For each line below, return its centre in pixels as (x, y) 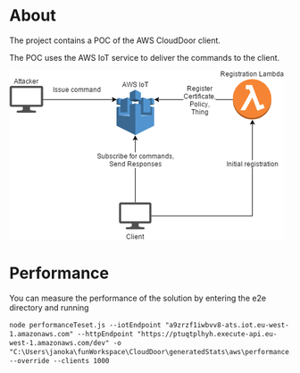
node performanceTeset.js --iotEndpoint (86, 325)
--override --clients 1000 (59, 360)
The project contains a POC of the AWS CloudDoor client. (115, 40)
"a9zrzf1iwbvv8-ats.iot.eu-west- (227, 325)
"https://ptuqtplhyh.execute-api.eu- (207, 334)
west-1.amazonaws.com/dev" (59, 343)
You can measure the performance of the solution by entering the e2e (137, 298)
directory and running (49, 307)
